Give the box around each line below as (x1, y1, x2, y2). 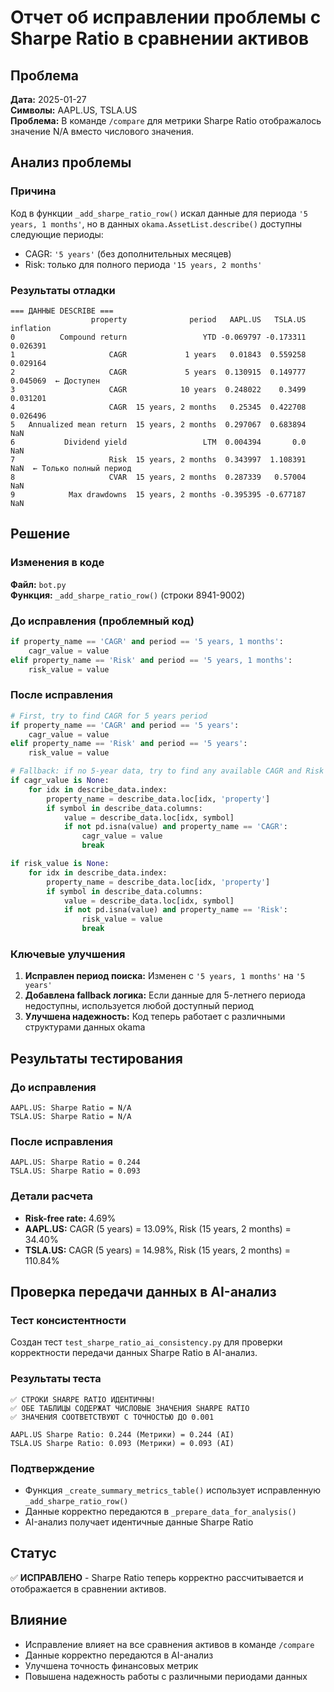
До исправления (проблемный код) (10, 614, 195, 628)
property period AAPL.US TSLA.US (90, 314, 307, 325)
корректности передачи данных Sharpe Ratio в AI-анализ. (10, 1347, 258, 1359)
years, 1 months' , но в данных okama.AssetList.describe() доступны (10, 217, 302, 230)
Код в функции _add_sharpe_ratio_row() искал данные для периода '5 (10, 207, 308, 219)
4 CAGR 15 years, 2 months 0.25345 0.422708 (10, 402, 307, 412)
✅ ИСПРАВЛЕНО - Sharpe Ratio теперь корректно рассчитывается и (10, 1571, 304, 1583)
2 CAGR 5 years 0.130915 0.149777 (10, 367, 307, 377)
